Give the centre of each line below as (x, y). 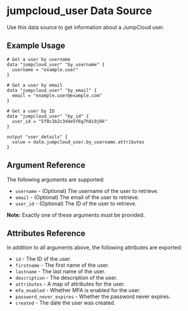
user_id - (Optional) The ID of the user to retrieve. (76, 203)
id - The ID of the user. (43, 259)
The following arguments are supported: (56, 179)
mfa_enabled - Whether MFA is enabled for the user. (78, 290)
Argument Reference (46, 166)
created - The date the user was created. (65, 303)
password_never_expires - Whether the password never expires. (93, 297)
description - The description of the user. (66, 278)
